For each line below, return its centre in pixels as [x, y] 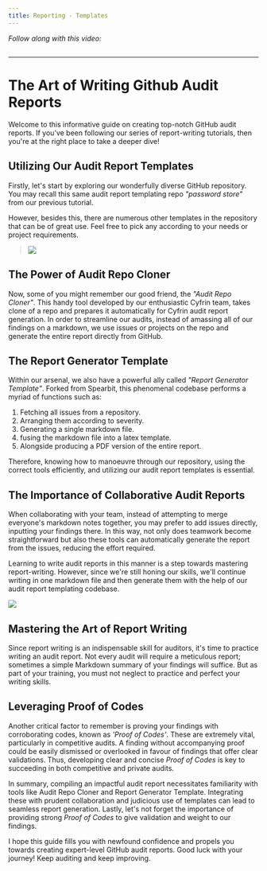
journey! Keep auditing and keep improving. [79, 858]
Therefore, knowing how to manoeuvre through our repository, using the [127, 461]
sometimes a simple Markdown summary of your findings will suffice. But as [133, 665]
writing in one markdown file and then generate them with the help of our [128, 581]
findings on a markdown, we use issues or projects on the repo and [118, 328]
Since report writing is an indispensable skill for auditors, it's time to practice [133, 648]
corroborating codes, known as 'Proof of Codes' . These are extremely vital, [132, 734]
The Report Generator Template [88, 361]
